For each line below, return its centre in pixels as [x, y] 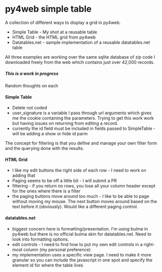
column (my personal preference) [57, 250]
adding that [24, 176]
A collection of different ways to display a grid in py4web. [63, 22]
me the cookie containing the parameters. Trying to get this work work [83, 118]
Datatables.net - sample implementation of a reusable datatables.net [81, 42]
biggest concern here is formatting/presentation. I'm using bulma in [80, 229]
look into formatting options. [40, 239]
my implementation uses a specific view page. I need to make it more [81, 254]
